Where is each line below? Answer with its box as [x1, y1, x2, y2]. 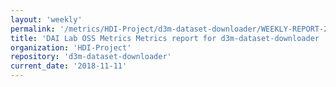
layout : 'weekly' [10, 14, 83, 25]
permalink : [10, 24, 56, 34]
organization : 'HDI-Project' [10, 42, 132, 53]
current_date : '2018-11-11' [10, 61, 128, 71]
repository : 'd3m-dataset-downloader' [10, 52, 172, 62]
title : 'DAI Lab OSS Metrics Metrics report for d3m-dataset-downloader [10, 33, 320, 43]
